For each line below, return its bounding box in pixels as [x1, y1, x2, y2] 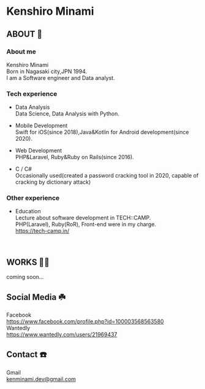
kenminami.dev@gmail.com [6, 375, 76, 382]
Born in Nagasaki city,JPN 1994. [6, 68, 88, 75]
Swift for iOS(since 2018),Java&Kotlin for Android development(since [15, 128, 189, 136]
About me [6, 47, 37, 56]
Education [15, 208, 41, 215]
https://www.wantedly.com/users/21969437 [6, 331, 117, 339]
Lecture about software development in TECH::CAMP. [15, 214, 151, 222]
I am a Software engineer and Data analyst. [6, 74, 115, 81]
